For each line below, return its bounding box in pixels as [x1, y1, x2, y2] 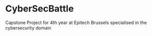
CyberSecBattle [5, 3, 74, 14]
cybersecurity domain [5, 24, 52, 30]
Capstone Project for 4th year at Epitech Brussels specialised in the [5, 19, 147, 25]
